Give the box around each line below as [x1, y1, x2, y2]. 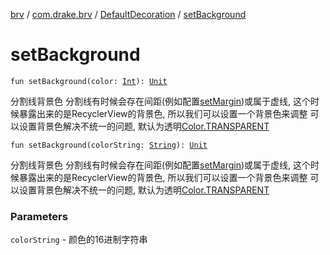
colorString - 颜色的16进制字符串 [10, 234, 148, 246]
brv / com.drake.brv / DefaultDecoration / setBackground [10, 9, 247, 20]
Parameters [10, 209, 68, 223]
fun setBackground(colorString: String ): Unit [10, 140, 208, 150]
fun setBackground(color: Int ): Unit [10, 76, 168, 86]
